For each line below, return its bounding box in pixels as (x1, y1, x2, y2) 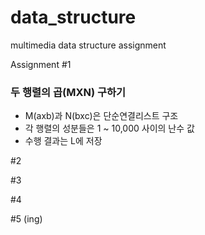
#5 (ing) (10, 213, 43, 225)
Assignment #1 (10, 58, 72, 70)
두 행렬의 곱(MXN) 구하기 (10, 85, 127, 99)
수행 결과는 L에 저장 (24, 135, 103, 147)
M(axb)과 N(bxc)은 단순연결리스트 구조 (24, 110, 179, 122)
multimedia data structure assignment (10, 39, 167, 51)
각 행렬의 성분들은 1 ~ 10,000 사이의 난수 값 (24, 122, 195, 135)
